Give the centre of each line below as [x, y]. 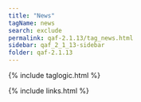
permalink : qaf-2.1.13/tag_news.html [71, 38]
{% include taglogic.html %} [55, 75]
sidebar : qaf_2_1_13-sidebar [57, 45]
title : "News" [32, 16]
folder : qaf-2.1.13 [41, 53]
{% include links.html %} [49, 91]
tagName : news [32, 23]
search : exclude [35, 30]
